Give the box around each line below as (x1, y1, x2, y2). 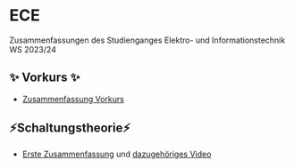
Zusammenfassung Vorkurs (21, 93, 125, 104)
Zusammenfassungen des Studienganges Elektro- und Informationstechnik (9, 35, 286, 45)
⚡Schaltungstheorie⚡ (9, 121, 131, 136)
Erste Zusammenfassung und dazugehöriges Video (21, 148, 212, 159)
